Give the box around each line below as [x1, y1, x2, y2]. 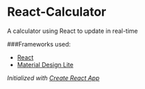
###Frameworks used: [7, 40, 71, 48]
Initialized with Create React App [7, 73, 100, 82]
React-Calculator [7, 4, 107, 20]
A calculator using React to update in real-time [7, 27, 138, 35]
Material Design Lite [16, 60, 74, 68]
